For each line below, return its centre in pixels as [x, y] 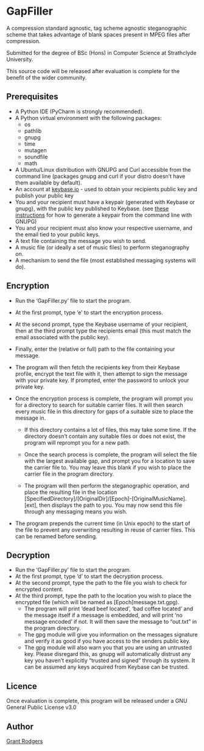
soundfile [36, 157]
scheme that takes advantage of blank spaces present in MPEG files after [98, 34]
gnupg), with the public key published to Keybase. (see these [92, 208]
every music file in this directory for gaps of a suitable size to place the [104, 411]
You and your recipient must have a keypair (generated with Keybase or [105, 202]
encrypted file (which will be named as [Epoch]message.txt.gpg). [97, 602]
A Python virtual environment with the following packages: [88, 118]
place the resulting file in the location [71, 492]
